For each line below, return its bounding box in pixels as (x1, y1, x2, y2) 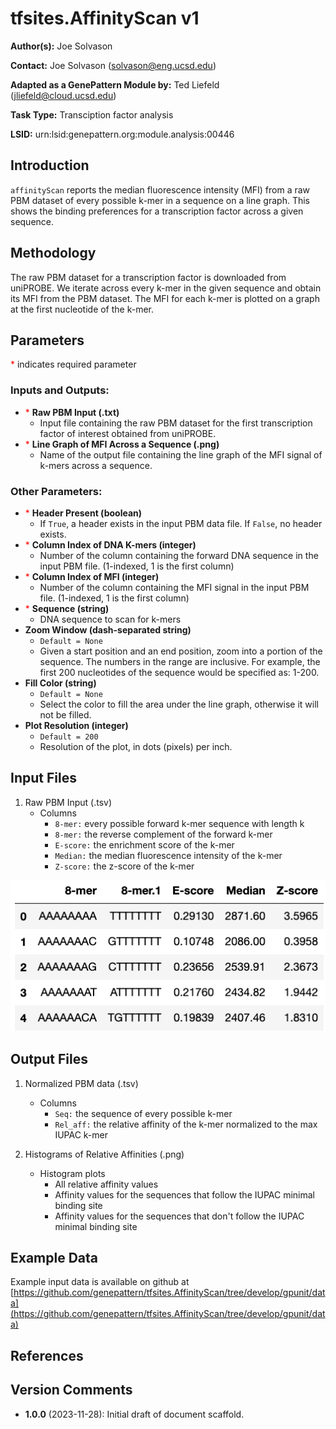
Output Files (10, 1051, 88, 1068)
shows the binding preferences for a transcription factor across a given (10, 205, 304, 217)
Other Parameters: (10, 484, 103, 498)
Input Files (10, 770, 77, 787)
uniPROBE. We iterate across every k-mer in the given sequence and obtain (10, 282, 322, 294)
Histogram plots (39, 1167, 106, 1179)
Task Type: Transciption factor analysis (10, 108, 174, 121)
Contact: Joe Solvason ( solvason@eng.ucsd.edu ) (10, 59, 217, 71)
